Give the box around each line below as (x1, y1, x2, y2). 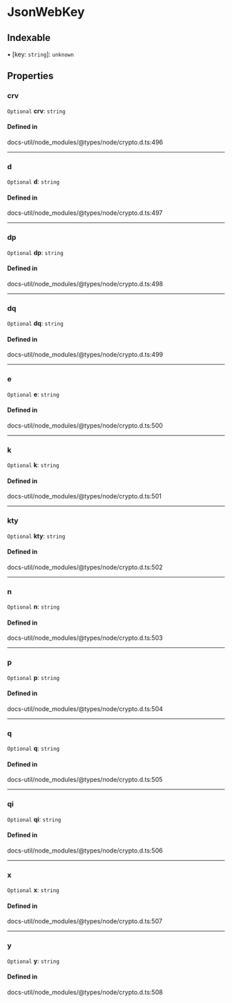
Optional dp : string (7, 248, 64, 256)
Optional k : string (7, 461, 60, 469)
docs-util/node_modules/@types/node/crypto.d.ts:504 (7, 704, 164, 713)
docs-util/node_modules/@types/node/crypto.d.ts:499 (7, 351, 164, 359)
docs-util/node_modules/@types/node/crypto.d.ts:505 (7, 776, 163, 784)
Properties (7, 70, 54, 82)
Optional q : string (7, 744, 60, 753)
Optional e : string (7, 390, 60, 399)
